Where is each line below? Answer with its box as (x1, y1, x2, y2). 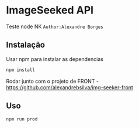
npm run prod (6, 116, 38, 122)
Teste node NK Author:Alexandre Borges (6, 23, 103, 30)
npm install (6, 67, 35, 73)
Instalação (6, 40, 46, 50)
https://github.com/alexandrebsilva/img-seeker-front (6, 83, 133, 91)
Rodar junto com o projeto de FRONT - (6, 78, 99, 85)
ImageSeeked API (6, 4, 94, 17)
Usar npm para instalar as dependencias (6, 55, 104, 62)
